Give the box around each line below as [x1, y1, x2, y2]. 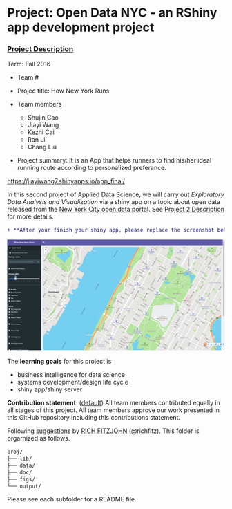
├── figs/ [7, 476, 36, 483]
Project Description [7, 44, 74, 54]
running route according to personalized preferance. [17, 164, 167, 172]
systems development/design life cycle [17, 378, 129, 386]
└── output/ [7, 483, 41, 490]
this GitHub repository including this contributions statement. [7, 413, 181, 421]
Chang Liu [27, 143, 57, 151]
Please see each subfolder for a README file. [7, 494, 137, 503]
